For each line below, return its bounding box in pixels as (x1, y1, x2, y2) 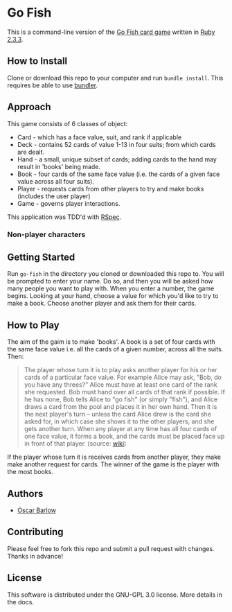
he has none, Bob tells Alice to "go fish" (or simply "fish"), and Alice (24, 395, 218, 403)
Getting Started (7, 251, 75, 263)
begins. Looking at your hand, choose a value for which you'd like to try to (7, 292, 219, 300)
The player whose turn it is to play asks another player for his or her (24, 366, 218, 374)
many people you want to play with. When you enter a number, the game (7, 284, 215, 292)
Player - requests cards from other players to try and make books (17, 184, 204, 193)
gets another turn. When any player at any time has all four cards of (24, 425, 217, 433)
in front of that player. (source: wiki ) (24, 439, 127, 448)
